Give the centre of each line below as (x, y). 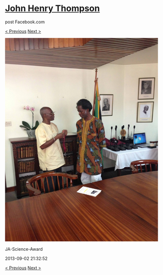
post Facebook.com (25, 22)
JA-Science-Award (24, 249)
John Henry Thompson (53, 8)
